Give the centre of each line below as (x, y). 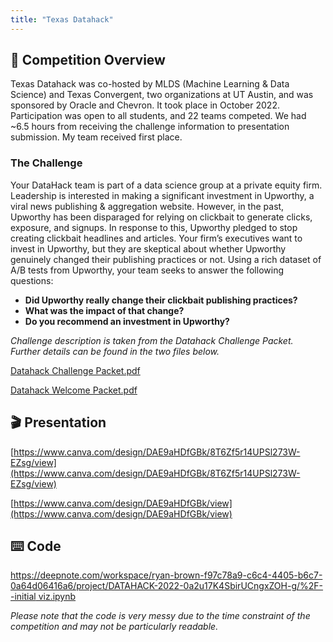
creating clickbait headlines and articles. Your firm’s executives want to (156, 238)
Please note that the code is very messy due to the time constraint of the (160, 616)
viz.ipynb (57, 597)
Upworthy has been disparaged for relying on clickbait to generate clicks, (161, 217)
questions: (32, 280)
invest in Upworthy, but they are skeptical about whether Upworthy (148, 248)
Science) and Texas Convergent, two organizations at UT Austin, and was (162, 95)
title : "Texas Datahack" (62, 19)
